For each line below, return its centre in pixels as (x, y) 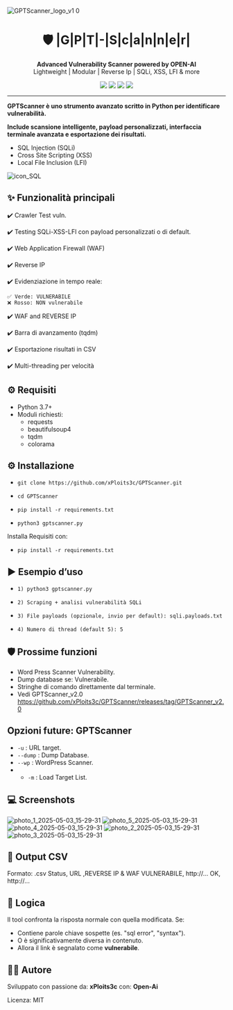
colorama (41, 444)
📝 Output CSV (37, 857)
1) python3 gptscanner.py (54, 589)
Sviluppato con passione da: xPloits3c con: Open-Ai (83, 987)
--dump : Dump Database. (53, 755)
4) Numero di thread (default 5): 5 (70, 630)
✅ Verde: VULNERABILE (39, 297)
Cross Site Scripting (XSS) (54, 155)
